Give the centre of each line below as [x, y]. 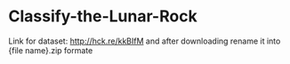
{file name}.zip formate [51, 50]
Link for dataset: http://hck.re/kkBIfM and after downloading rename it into [145, 41]
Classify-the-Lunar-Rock [103, 16]
